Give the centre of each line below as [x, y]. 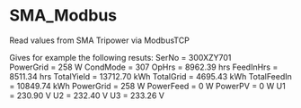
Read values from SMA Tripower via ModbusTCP [100, 40]
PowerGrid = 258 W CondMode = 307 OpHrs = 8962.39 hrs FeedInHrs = [144, 67]
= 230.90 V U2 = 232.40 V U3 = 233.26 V [87, 96]
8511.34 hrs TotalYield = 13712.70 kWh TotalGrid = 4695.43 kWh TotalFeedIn [150, 76]
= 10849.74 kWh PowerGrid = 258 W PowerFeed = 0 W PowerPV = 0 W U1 [147, 86]
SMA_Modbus [63, 16]
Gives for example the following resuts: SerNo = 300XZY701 [120, 57]
